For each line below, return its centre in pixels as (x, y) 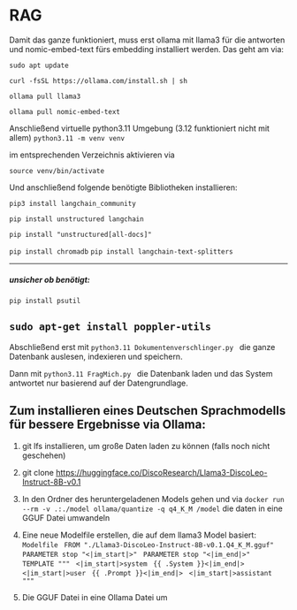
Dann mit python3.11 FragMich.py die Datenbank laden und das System (141, 373)
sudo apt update (39, 65)
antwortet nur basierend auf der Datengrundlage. (99, 383)
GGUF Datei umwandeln (66, 517)
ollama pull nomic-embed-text (65, 111)
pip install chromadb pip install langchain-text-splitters (121, 252)
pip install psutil (45, 301)
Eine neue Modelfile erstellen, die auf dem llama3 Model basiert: (139, 535)
